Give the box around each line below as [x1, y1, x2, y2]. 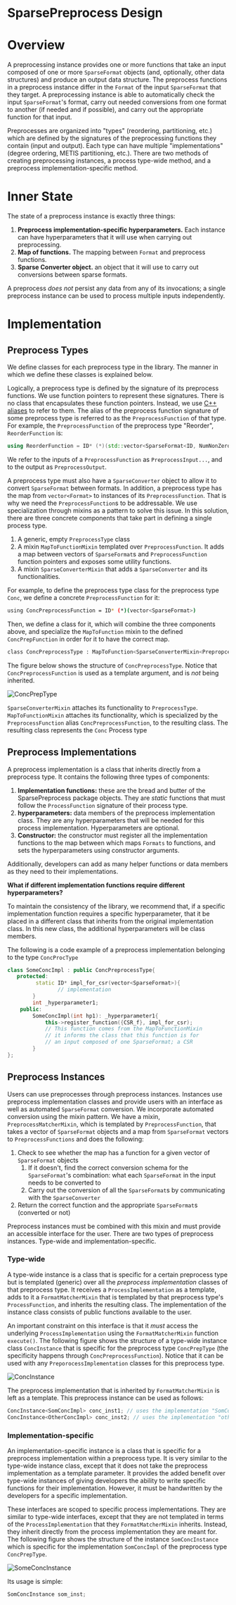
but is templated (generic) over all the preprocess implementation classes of [7, 1278, 228, 1286]
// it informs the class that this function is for [44, 1032, 199, 1039]
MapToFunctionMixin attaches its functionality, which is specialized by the [7, 711, 218, 719]
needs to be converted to [27, 1178, 102, 1187]
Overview [7, 37, 65, 54]
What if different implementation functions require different [7, 880, 185, 889]
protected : [16, 973, 49, 980]
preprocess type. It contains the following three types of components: [7, 773, 210, 781]
